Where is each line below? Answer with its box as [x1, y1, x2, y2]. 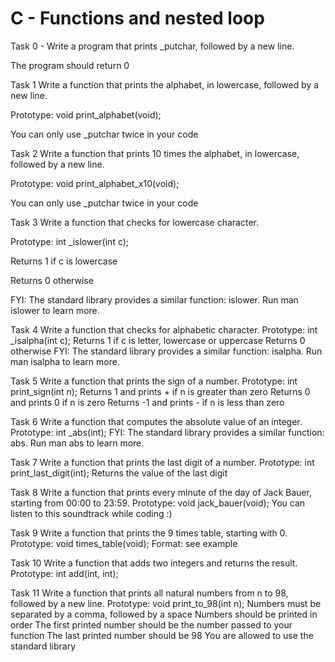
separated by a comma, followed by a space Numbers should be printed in [10, 608, 318, 620]
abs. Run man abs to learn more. [10, 437, 145, 449]
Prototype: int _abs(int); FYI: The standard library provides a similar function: [10, 426, 325, 438]
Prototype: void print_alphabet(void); [10, 108, 162, 121]
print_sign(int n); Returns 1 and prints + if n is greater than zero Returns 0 [10, 385, 311, 397]
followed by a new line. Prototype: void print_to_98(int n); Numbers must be [10, 597, 322, 609]
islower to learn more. [10, 304, 100, 316]
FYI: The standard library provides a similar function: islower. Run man [10, 293, 299, 306]
